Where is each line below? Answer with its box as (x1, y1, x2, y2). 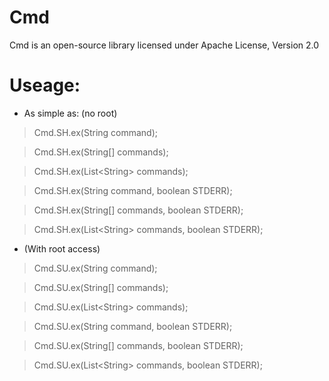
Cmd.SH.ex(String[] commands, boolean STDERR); (33, 204, 244, 216)
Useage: (9, 74, 81, 97)
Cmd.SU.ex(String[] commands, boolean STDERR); (33, 339, 244, 351)
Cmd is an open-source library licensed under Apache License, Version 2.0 (9, 39, 320, 51)
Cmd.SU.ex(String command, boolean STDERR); (33, 320, 233, 332)
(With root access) (23, 242, 101, 255)
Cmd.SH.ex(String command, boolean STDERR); (33, 184, 233, 196)
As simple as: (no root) (23, 107, 118, 119)
